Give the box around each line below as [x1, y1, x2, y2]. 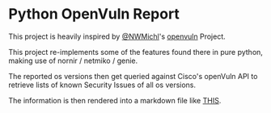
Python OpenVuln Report [8, 5, 180, 23]
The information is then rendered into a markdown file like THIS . [8, 95, 222, 105]
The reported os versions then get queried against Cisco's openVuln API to [8, 71, 258, 81]
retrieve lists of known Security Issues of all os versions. [8, 80, 197, 90]
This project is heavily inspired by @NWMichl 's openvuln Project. [8, 31, 227, 41]
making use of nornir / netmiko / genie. [8, 56, 138, 65]
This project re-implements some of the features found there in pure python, [8, 47, 263, 56]
